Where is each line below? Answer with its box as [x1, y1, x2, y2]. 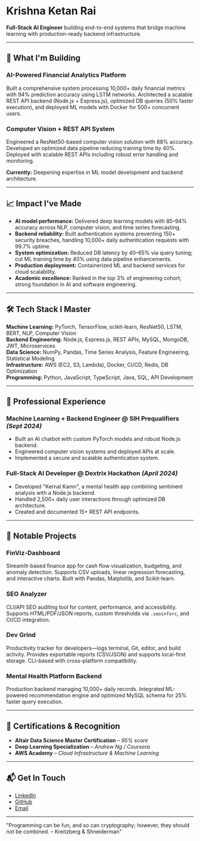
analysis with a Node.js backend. [14, 489, 96, 496]
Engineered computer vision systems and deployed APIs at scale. [14, 448, 176, 455]
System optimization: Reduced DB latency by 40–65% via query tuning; [14, 249, 193, 256]
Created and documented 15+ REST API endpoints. [14, 508, 140, 515]
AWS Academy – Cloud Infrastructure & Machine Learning [14, 749, 160, 756]
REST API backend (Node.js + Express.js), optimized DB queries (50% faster [6, 97, 194, 104]
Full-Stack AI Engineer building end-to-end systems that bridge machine [6, 24, 186, 31]
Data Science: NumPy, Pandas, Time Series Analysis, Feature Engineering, [6, 348, 190, 356]
